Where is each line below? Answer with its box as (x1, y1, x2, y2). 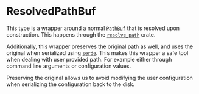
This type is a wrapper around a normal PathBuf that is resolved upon (6, 24, 180, 32)
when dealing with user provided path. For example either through (6, 56, 172, 63)
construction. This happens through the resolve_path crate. (6, 31, 156, 38)
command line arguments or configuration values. (6, 62, 131, 70)
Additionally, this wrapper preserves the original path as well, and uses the (6, 43, 194, 50)
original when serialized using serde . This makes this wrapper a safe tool (6, 49, 189, 56)
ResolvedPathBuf (6, 4, 96, 18)
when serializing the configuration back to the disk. (6, 81, 135, 88)
